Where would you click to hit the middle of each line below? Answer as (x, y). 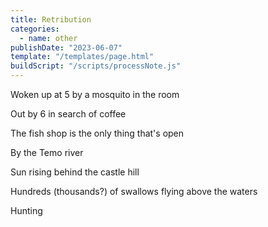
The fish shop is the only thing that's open (97, 133)
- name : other (48, 38)
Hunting (26, 210)
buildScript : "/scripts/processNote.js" (96, 66)
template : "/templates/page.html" (82, 57)
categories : (35, 29)
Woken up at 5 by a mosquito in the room (95, 94)
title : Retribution (51, 19)
